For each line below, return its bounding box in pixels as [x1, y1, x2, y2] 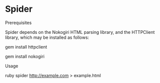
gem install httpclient [5, 44, 47, 50]
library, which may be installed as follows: [5, 34, 90, 40]
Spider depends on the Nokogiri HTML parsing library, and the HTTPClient [5, 29, 155, 35]
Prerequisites [5, 20, 32, 26]
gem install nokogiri [5, 53, 45, 59]
